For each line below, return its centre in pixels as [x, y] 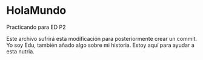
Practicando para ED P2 [36, 27]
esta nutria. [20, 51]
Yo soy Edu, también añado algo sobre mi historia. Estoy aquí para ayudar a [101, 45]
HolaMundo [36, 10]
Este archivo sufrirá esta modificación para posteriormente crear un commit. [102, 38]
